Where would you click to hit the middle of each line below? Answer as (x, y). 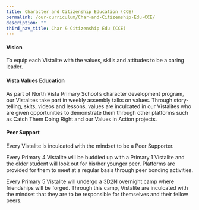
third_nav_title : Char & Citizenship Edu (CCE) (66, 28)
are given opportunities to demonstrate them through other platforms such (97, 112)
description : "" (26, 23)
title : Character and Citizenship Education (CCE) (70, 12)
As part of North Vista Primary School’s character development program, (95, 93)
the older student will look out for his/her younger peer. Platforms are (91, 164)
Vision (14, 47)
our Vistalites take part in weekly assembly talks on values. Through (89, 100)
